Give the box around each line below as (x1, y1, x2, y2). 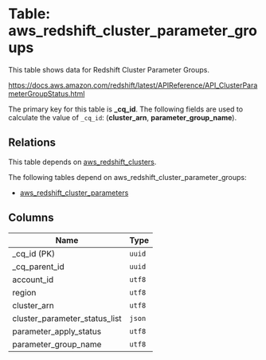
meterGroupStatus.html (8, 88, 85, 98)
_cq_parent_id (12, 260, 65, 272)
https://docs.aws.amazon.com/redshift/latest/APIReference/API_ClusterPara (8, 80, 258, 90)
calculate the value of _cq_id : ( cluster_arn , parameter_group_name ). (8, 112, 237, 122)
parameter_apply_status (12, 326, 102, 337)
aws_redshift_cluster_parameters (19, 188, 129, 198)
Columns (8, 211, 54, 225)
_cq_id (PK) (12, 248, 56, 259)
